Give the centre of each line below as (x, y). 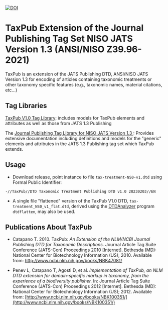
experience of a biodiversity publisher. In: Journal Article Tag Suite (81, 281)
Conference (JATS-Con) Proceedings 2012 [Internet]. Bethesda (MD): (84, 286)
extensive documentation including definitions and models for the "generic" (83, 138)
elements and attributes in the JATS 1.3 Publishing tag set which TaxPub (80, 144)
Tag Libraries (26, 106)
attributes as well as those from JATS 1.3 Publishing (58, 123)
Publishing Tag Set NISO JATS (69, 39)
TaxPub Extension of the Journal (74, 28)
